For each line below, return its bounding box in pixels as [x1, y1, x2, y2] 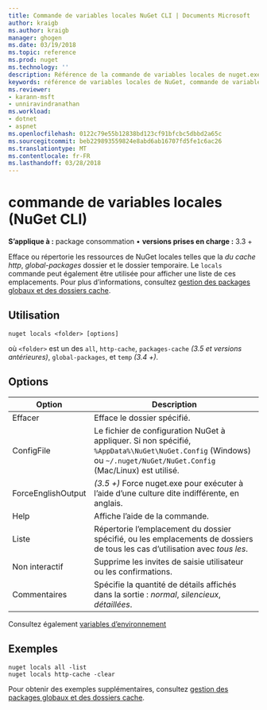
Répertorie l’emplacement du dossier [94, 523, 232, 534]
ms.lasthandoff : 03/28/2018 [8, 160, 102, 168]
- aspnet [8, 122, 37, 130]
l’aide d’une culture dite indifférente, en [94, 488, 240, 499]
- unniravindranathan [8, 100, 80, 108]
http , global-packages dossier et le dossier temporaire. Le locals [8, 260, 222, 270]
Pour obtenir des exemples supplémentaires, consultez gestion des [8, 684, 229, 693]
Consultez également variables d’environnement [8, 619, 167, 628]
